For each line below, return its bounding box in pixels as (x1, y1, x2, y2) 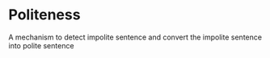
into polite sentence (8, 40, 74, 50)
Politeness (8, 6, 81, 24)
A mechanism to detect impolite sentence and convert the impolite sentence (8, 32, 263, 42)
